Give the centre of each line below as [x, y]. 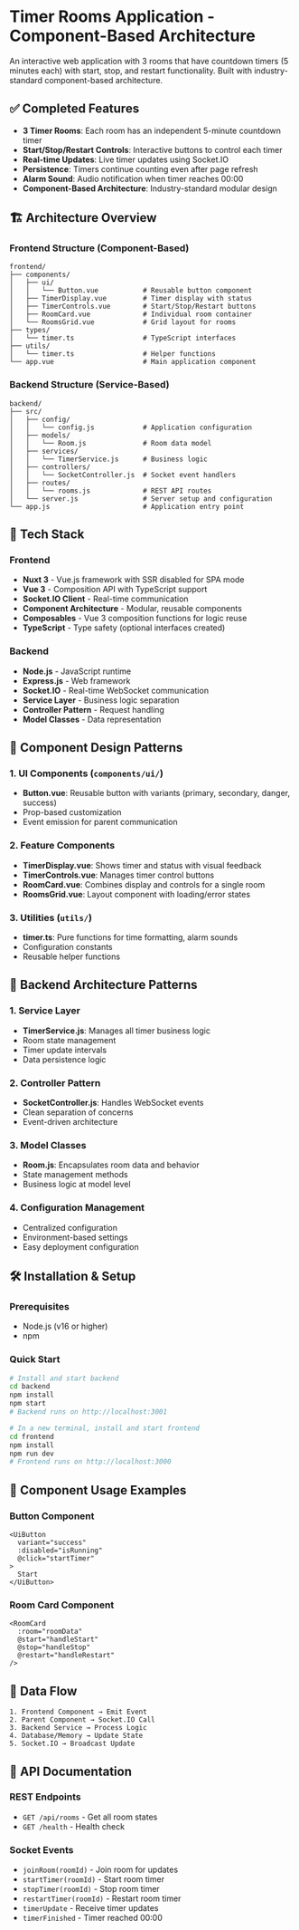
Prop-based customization [72, 812]
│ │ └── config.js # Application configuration [131, 427]
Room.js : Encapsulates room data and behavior [111, 1165]
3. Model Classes [48, 1145]
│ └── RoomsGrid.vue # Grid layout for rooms [123, 322]
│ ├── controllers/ [50, 467]
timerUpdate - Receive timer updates [90, 1908]
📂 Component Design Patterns [96, 748]
